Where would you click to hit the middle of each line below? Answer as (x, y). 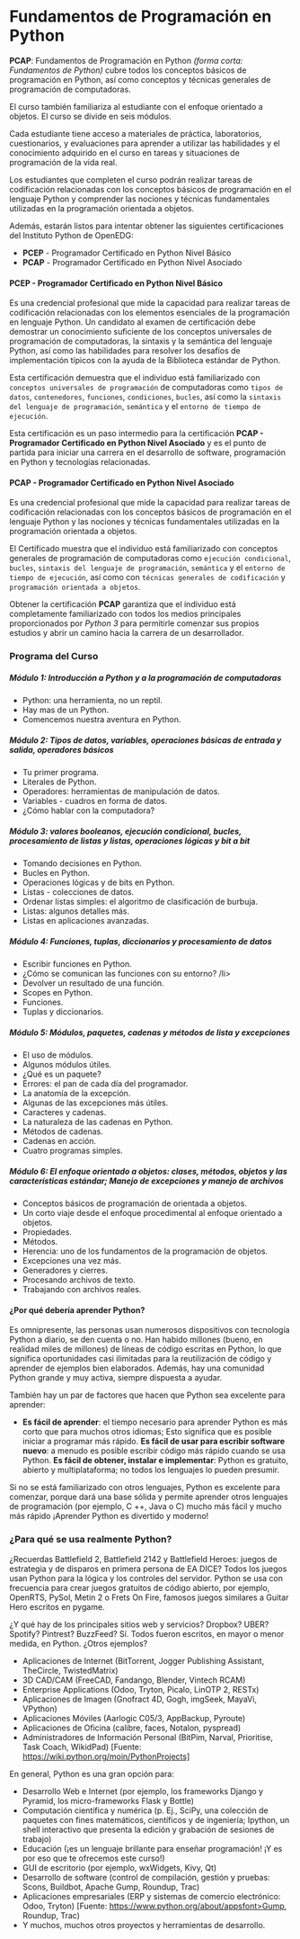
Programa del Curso (54, 657)
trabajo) (37, 1839)
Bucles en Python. (56, 873)
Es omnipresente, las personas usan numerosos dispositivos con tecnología (150, 1330)
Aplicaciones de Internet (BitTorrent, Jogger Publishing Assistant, (143, 1660)
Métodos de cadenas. (62, 1131)
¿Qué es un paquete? (62, 1074)
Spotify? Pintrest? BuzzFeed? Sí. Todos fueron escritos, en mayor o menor (147, 1633)
